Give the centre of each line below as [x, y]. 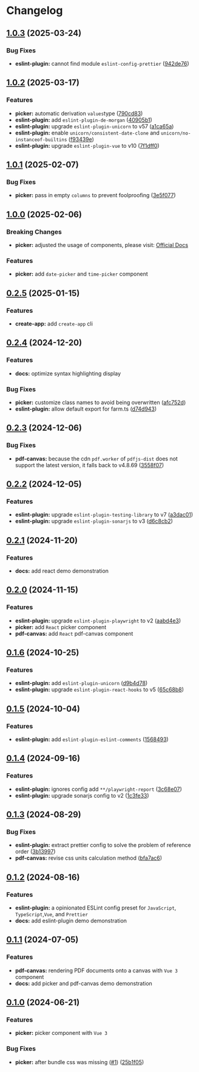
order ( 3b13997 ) [35, 852]
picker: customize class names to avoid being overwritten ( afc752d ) [100, 402]
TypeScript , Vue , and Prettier [51, 914]
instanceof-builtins [41, 140]
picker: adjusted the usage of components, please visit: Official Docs [102, 245]
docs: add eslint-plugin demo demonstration [71, 921]
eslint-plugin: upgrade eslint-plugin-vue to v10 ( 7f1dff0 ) [87, 145]
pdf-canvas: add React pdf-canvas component [74, 633]
